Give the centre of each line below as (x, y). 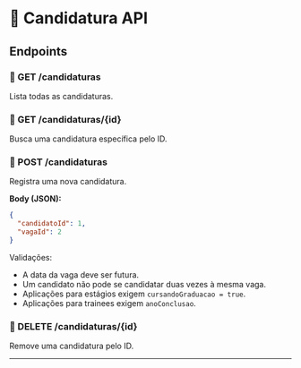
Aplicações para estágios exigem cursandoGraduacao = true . (134, 294)
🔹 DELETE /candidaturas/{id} (73, 326)
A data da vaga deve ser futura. (81, 274)
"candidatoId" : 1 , (52, 224)
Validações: (31, 257)
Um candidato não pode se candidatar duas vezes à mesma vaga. (144, 284)
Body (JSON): (35, 199)
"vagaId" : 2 (40, 232)
